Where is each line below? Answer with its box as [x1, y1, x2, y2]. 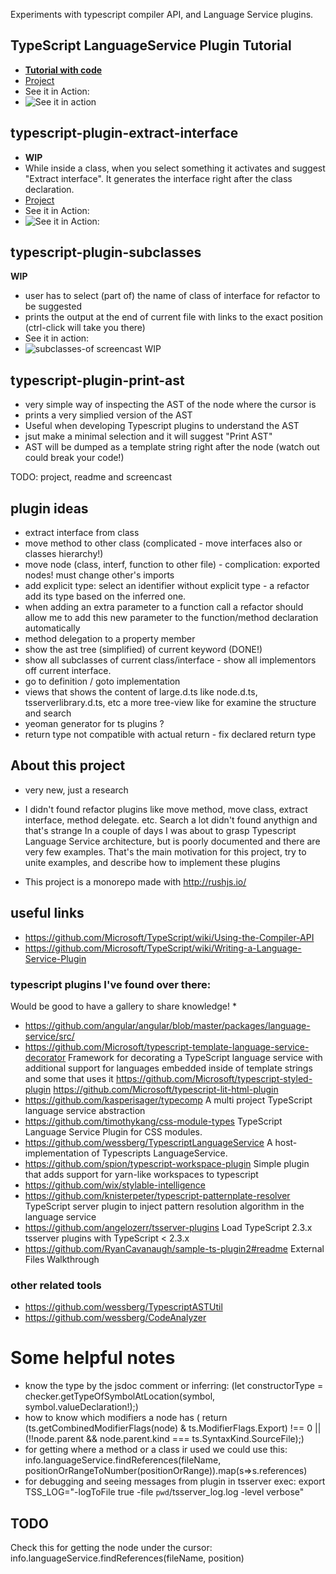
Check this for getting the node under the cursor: [10, 1542, 213, 1554]
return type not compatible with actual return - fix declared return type [24, 729, 317, 741]
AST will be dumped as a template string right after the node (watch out [24, 441, 320, 453]
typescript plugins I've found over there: [10, 977, 212, 991]
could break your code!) [24, 452, 125, 464]
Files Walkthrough [24, 1253, 100, 1265]
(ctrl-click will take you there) [24, 322, 146, 334]
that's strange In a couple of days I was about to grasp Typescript [24, 824, 297, 836]
